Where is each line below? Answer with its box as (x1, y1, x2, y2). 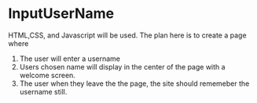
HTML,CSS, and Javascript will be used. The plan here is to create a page (8, 30, 247, 40)
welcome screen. (19, 70, 76, 80)
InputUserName (8, 5, 115, 23)
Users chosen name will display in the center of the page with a (19, 62, 226, 71)
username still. (19, 87, 68, 96)
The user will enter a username (19, 54, 120, 63)
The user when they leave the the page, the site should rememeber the (19, 79, 250, 88)
